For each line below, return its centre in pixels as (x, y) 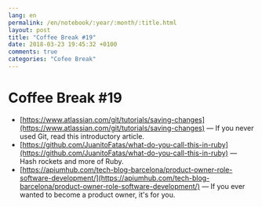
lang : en (22, 15)
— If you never (230, 128)
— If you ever (223, 186)
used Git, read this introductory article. (82, 136)
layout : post (29, 30)
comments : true (33, 52)
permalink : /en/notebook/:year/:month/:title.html (93, 23)
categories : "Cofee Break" (52, 60)
